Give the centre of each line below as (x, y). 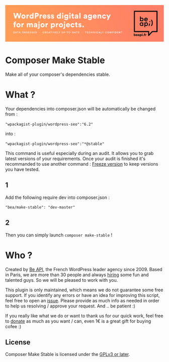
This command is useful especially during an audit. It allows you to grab (79, 153)
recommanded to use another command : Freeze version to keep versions (82, 164)
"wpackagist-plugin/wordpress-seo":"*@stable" (55, 144)
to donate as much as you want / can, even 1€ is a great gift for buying (78, 321)
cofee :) (13, 326)
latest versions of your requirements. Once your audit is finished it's (75, 159)
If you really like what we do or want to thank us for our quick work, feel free (84, 316)
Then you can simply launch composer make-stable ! (59, 235)
